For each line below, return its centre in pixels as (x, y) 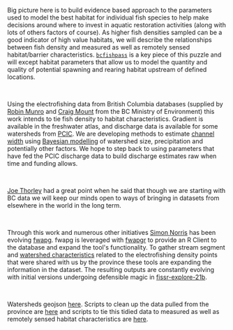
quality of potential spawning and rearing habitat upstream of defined (107, 70)
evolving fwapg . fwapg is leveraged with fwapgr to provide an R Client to (112, 240)
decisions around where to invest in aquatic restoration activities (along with (117, 25)
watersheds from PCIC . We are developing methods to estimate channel (111, 134)
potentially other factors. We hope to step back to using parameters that (111, 149)
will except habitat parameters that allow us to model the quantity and (107, 62)
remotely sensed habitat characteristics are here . (78, 319)
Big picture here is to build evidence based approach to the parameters (110, 10)
